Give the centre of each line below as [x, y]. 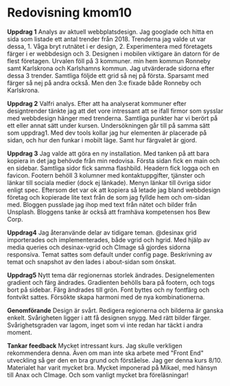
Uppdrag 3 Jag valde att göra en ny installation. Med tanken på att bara [108, 153]
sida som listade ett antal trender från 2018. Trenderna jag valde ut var [106, 39]
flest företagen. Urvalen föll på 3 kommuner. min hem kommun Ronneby [109, 61]
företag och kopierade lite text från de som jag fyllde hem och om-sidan [109, 197]
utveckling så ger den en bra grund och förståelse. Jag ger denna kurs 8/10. [115, 360]
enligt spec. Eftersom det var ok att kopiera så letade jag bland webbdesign [114, 190]
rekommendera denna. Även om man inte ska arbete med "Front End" [105, 353]
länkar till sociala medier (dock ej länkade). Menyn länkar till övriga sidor [109, 182]
